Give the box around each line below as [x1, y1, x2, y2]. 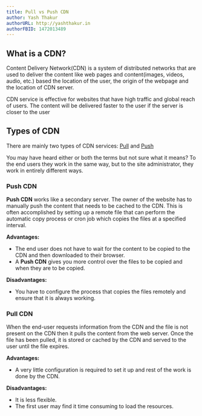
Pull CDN [6, 310, 33, 318]
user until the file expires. [6, 343, 70, 350]
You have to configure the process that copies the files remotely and [15, 288, 186, 295]
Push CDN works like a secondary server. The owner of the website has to [6, 196, 192, 203]
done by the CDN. [15, 373, 60, 380]
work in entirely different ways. [6, 166, 83, 174]
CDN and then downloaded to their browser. [15, 251, 125, 259]
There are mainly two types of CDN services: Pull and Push [6, 142, 154, 149]
